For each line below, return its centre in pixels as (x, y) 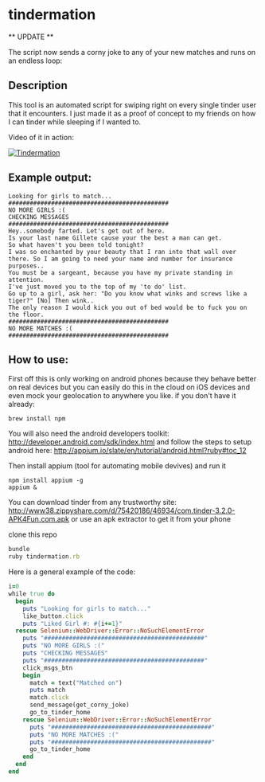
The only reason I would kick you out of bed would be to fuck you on (128, 307)
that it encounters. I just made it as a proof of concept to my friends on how (132, 113)
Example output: (50, 178)
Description (38, 86)
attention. (26, 280)
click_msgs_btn (48, 668)
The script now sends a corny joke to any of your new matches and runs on (132, 52)
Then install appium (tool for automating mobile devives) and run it (117, 466)
